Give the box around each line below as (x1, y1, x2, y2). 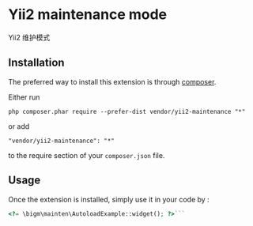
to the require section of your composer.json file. (8, 150, 165, 160)
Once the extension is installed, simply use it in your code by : (8, 194, 210, 204)
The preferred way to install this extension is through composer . (8, 77, 217, 86)
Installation (8, 56, 65, 70)
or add (8, 121, 30, 131)
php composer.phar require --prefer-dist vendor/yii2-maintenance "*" (8, 107, 246, 115)
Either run (8, 92, 40, 102)
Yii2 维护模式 (8, 32, 51, 42)
